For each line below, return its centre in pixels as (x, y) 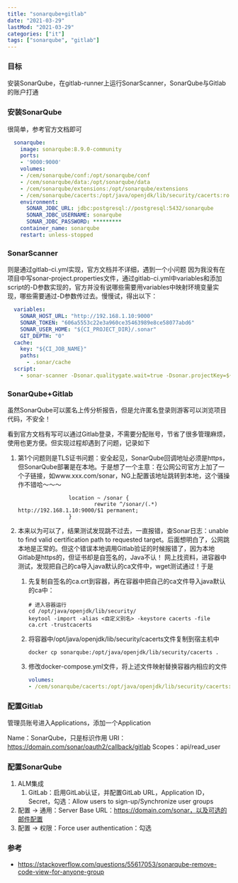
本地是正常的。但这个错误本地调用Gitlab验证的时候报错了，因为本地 (116, 549)
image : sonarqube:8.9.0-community (71, 149)
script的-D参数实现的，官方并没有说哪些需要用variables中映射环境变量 (110, 287)
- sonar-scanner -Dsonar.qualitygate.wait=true (91, 375)
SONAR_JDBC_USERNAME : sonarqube (74, 215)
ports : (30, 156)
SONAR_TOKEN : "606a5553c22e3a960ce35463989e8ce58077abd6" (107, 323)
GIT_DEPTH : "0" (42, 336)
